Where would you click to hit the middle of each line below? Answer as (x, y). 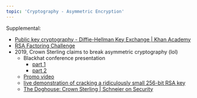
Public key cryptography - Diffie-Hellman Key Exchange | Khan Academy (103, 39)
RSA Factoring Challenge (45, 45)
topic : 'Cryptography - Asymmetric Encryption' (65, 11)
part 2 (39, 70)
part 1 (39, 64)
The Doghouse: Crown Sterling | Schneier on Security (88, 89)
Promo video (39, 76)
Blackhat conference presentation (64, 58)
